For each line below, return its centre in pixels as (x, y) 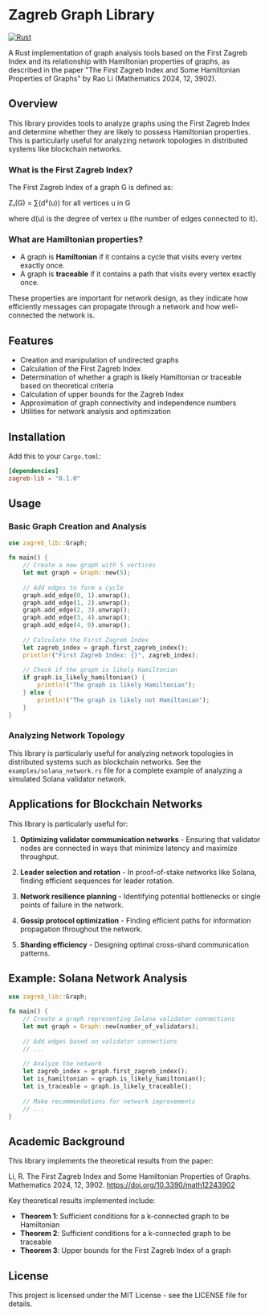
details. (20, 1304)
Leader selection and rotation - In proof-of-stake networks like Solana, (138, 872)
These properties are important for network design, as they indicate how (128, 298)
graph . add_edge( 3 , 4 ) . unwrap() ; (77, 618)
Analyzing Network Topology (67, 736)
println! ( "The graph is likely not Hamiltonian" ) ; (124, 700)
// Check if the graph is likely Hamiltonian (100, 670)
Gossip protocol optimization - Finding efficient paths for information (135, 920)
